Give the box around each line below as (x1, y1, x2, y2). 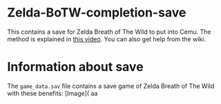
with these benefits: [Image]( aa (7, 89, 98, 97)
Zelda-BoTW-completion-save (7, 5, 186, 21)
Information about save (7, 59, 144, 75)
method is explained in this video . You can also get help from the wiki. (7, 34, 206, 43)
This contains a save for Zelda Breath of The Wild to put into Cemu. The (7, 28, 211, 36)
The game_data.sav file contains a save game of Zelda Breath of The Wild (7, 81, 215, 90)
